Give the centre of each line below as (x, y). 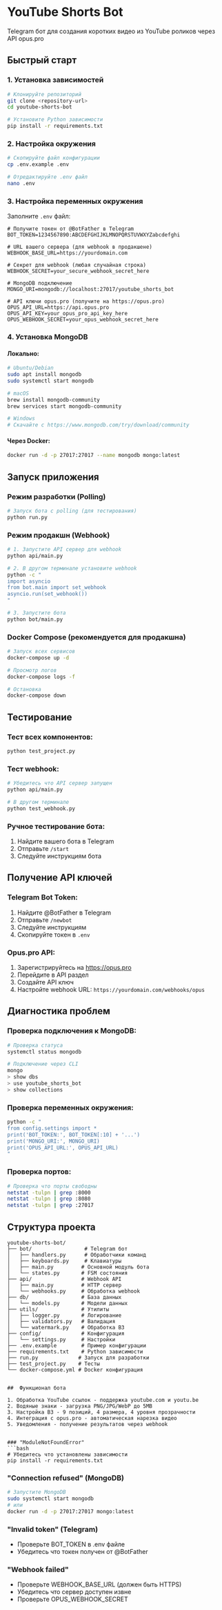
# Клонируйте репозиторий (44, 94)
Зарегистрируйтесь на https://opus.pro (74, 967)
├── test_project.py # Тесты (53, 1364)
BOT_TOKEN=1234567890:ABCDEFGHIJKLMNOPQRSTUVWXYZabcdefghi (94, 235)
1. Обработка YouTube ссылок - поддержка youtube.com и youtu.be (103, 1400)
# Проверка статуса (35, 1045)
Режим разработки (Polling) (57, 496)
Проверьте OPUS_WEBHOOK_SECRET (73, 1599)
